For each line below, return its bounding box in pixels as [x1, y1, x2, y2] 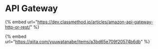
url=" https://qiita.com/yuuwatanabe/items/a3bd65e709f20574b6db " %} [5, 38, 150, 44]
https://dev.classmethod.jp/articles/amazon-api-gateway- [37, 19, 153, 25]
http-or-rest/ [5, 24, 31, 30]
